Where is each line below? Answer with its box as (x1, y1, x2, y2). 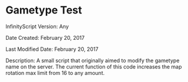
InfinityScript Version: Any (5, 23, 69, 30)
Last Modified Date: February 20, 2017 (5, 45, 98, 53)
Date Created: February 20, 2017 (5, 34, 85, 41)
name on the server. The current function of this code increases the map (5, 63, 182, 70)
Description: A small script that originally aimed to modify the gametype (5, 57, 180, 64)
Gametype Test (5, 4, 83, 17)
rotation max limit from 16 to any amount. (5, 69, 105, 76)
